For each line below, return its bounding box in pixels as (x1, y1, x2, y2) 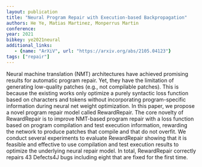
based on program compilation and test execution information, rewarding (6, 121, 188, 128)
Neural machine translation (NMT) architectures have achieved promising (6, 70, 189, 77)
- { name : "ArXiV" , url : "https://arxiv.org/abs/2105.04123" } (14, 48, 171, 54)
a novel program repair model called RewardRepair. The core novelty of (6, 109, 184, 116)
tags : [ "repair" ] (6, 54, 50, 60)
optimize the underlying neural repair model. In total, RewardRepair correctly (6, 147, 197, 154)
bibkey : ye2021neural (6, 37, 61, 43)
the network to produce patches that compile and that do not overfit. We (6, 128, 186, 135)
